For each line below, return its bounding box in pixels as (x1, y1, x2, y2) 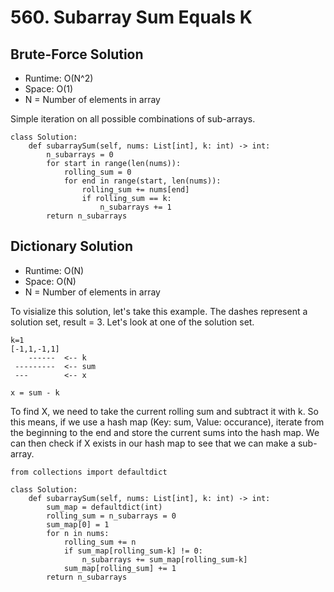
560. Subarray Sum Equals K (10, 6, 253, 29)
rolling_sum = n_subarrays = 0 (46, 511, 177, 521)
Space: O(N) (24, 275, 77, 287)
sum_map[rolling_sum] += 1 (63, 563, 177, 573)
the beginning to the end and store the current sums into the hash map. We (10, 426, 320, 438)
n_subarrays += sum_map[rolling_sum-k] (81, 554, 248, 565)
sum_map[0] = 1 (46, 519, 110, 530)
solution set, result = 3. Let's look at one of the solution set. (10, 316, 255, 328)
